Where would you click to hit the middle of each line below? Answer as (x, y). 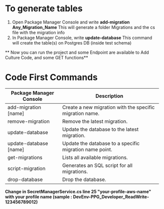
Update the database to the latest (101, 129)
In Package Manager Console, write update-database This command (82, 38)
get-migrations (25, 157)
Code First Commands (51, 78)
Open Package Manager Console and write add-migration (71, 22)
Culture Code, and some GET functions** (47, 57)
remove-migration (29, 121)
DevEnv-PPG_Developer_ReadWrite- (111, 197)
